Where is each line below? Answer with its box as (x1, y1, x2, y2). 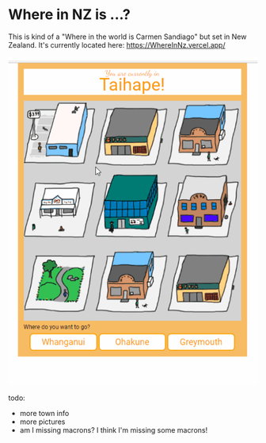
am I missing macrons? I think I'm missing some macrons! (19, 426, 208, 435)
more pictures (19, 417, 66, 426)
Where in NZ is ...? (8, 6, 131, 24)
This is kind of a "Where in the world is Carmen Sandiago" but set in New (8, 32, 247, 41)
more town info (19, 409, 70, 418)
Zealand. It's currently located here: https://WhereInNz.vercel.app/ (8, 40, 226, 49)
